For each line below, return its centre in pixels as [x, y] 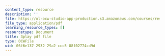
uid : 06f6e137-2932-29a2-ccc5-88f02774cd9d [50, 46]
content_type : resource [29, 9]
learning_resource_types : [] [35, 28]
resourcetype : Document [29, 32]
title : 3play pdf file [28, 37]
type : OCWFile [20, 41]
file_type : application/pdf [34, 23]
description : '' [22, 14]
